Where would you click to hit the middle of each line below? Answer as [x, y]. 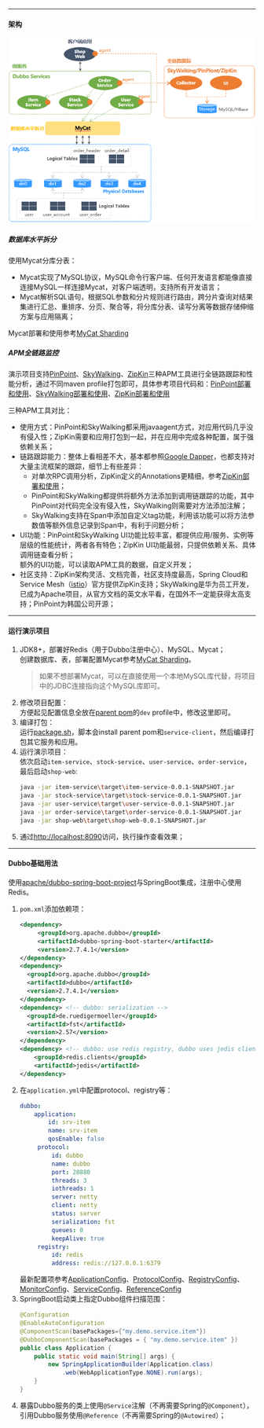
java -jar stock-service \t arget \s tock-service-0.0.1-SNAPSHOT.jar [130, 796]
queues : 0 [68, 1230]
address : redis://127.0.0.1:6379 [106, 1263]
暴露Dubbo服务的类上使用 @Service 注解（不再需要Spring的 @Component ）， [136, 1405]
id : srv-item [70, 1122]
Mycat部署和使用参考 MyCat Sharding [69, 333]
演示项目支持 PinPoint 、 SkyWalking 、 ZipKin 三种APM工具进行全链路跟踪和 [127, 374]
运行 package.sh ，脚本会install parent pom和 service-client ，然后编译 [133, 732]
